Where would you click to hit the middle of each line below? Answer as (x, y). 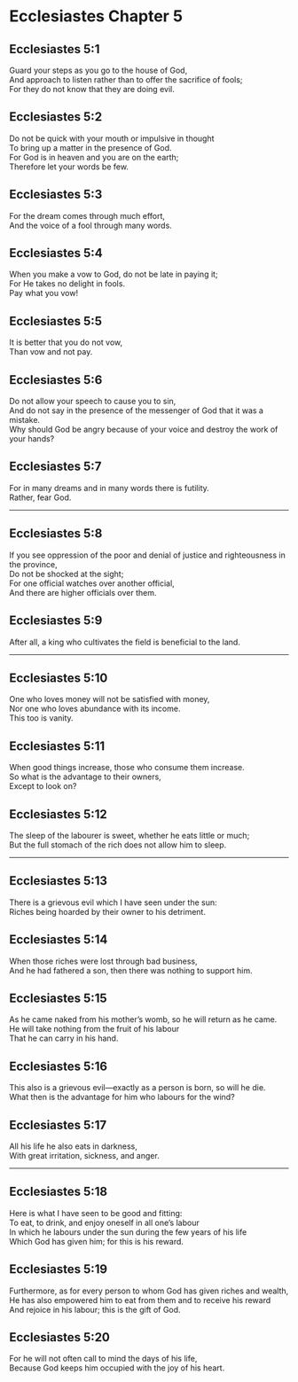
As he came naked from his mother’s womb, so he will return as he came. (143, 1019)
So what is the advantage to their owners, (85, 777)
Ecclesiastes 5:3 (56, 195)
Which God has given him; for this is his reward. (97, 1241)
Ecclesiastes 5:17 (58, 1124)
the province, (33, 564)
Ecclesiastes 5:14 (59, 940)
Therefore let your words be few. (69, 167)
